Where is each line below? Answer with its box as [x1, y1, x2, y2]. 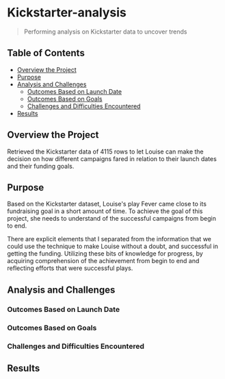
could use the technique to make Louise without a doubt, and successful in [7, 242, 219, 251]
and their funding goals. [7, 162, 75, 170]
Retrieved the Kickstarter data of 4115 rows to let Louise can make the [7, 147, 204, 156]
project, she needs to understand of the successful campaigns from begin [7, 215, 217, 223]
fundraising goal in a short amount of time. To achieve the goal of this [7, 207, 203, 215]
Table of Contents [7, 47, 85, 59]
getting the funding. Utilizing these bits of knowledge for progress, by [7, 249, 203, 258]
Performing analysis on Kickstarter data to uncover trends [23, 27, 187, 36]
